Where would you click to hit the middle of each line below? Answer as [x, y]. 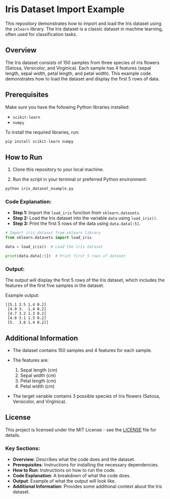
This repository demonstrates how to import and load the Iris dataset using [83, 23]
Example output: [22, 296]
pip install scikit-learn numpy [39, 141]
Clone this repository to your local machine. [58, 169]
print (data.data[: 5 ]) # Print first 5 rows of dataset [65, 256]
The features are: [31, 360]
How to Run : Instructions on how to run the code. [64, 470]
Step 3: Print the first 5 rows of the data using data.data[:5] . [76, 224]
